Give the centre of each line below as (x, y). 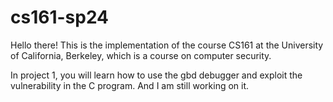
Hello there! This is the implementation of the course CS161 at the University (167, 45)
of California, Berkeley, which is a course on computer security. (141, 55)
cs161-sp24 (60, 17)
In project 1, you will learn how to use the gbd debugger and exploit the (156, 75)
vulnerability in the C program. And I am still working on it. (130, 85)
